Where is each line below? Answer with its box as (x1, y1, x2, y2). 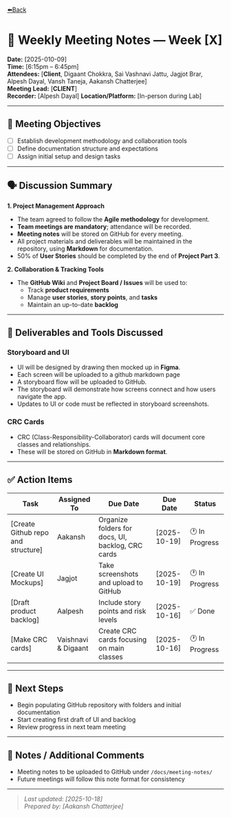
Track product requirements (27, 286, 110, 294)
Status (194, 499, 217, 509)
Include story (98, 598, 141, 607)
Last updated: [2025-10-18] (23, 795, 103, 803)
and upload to (98, 578, 143, 587)
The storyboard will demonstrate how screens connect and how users (16, 385, 216, 393)
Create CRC (98, 626, 137, 636)
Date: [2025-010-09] (7, 55, 67, 63)
